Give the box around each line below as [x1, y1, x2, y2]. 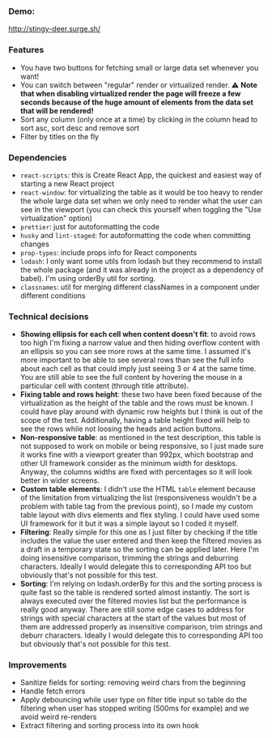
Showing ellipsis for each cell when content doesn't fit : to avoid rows [19, 330, 257, 339]
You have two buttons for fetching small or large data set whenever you [19, 62, 259, 72]
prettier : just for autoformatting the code [19, 221, 160, 232]
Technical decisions [8, 310, 89, 322]
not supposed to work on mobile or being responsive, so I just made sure [19, 442, 264, 451]
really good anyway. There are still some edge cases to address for [19, 605, 244, 615]
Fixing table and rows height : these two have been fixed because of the [19, 390, 262, 399]
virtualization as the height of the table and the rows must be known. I [19, 399, 253, 408]
